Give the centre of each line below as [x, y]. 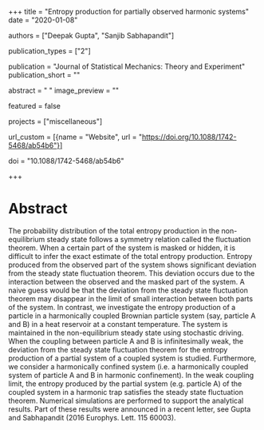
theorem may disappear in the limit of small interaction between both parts [131, 298]
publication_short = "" [44, 75]
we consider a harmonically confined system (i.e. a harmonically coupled [128, 366]
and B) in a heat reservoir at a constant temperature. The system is [118, 324]
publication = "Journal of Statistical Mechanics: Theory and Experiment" [127, 66]
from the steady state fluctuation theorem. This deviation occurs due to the [132, 273]
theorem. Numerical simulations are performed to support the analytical [126, 400]
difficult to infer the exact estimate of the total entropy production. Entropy [130, 256]
